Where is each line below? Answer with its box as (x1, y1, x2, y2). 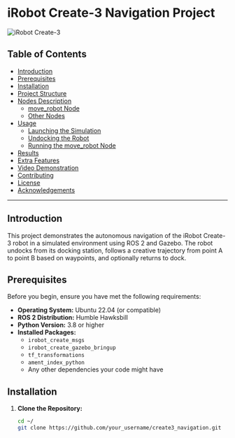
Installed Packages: (17, 328, 76, 337)
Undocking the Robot (27, 134, 90, 142)
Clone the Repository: (17, 404, 83, 413)
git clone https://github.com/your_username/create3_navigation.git (17, 425, 222, 432)
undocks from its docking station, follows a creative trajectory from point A (7, 246, 223, 255)
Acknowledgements (17, 185, 76, 194)
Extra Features (17, 156, 60, 164)
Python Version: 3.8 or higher (17, 320, 105, 330)
